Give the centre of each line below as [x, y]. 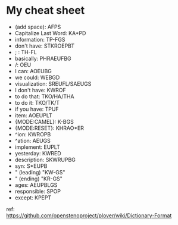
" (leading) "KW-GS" [40, 172]
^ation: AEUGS [32, 140]
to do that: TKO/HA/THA [44, 96]
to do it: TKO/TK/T [37, 102]
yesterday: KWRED [38, 153]
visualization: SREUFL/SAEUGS [53, 83]
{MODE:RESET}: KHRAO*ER [49, 128]
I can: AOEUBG [33, 71]
